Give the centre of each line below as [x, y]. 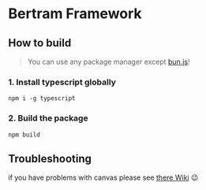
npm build [24, 135]
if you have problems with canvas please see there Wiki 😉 [103, 177]
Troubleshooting [50, 158]
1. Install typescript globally [62, 82]
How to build [40, 43]
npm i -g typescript [42, 99]
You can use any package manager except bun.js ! [109, 61]
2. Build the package [48, 118]
